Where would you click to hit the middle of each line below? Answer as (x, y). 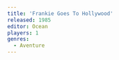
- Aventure (29, 46)
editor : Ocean (28, 26)
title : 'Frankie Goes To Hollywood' (60, 13)
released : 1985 (29, 20)
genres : (18, 39)
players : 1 (23, 33)
